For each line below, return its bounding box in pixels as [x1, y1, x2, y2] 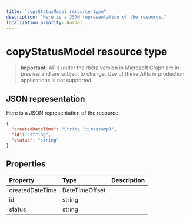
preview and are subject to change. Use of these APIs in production [20, 71, 185, 78]
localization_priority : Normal [6, 19, 83, 25]
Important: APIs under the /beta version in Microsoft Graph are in [20, 64, 179, 71]
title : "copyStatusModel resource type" [6, 8, 107, 15]
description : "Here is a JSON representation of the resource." [6, 14, 167, 20]
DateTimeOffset [62, 186, 106, 195]
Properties [6, 159, 46, 169]
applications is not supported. [20, 77, 93, 84]
